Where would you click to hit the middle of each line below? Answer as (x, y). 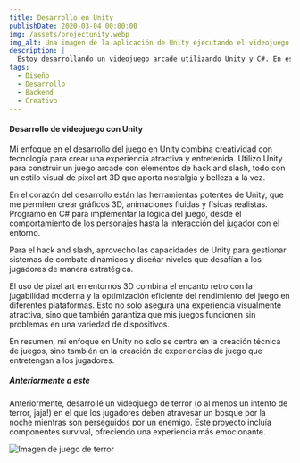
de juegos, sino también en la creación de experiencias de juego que (136, 351)
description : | (37, 51)
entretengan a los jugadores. (62, 360)
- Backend (35, 92)
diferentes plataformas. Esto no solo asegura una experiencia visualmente (146, 305)
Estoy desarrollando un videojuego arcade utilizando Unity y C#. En (149, 59)
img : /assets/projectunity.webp (69, 34)
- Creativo (37, 100)
